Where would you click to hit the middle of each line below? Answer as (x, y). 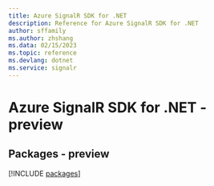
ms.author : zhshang (41, 38)
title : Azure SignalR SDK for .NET (68, 16)
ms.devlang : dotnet (41, 61)
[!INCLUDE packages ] (44, 173)
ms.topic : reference (43, 53)
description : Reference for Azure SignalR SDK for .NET (103, 23)
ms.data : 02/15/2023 (43, 46)
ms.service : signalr (43, 68)
